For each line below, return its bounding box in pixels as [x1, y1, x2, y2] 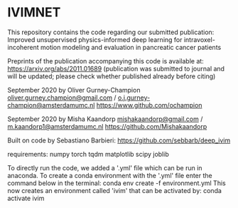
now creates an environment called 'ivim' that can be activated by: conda [7, 186, 222, 194]
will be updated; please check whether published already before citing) [7, 72, 216, 80]
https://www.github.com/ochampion [96, 100, 202, 109]
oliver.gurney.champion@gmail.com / [7, 93, 117, 102]
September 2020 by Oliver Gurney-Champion [7, 85, 141, 94]
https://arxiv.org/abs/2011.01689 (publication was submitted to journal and [7, 64, 225, 73]
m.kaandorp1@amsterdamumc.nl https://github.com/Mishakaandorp [7, 122, 207, 130]
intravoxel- [183, 35, 215, 43]
